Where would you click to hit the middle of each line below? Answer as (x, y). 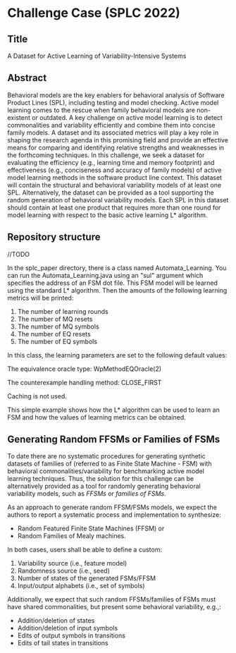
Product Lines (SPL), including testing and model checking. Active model (113, 102)
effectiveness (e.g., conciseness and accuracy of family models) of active (114, 170)
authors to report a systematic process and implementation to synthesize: (114, 515)
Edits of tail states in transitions (63, 643)
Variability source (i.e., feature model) (72, 563)
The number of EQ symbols (57, 341)
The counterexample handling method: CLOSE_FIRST (85, 382)
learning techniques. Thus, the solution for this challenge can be (101, 479)
